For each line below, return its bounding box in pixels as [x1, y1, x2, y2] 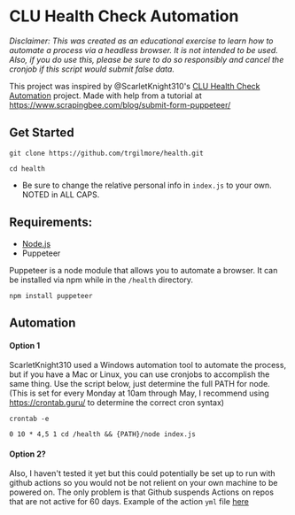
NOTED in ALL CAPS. [21, 188, 100, 200]
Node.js [21, 238, 51, 249]
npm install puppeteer [9, 291, 93, 300]
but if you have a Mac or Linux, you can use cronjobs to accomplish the [9, 369, 270, 380]
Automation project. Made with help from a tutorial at [9, 90, 202, 101]
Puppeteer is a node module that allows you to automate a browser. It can [9, 265, 278, 275]
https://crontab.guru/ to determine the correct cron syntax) [9, 397, 224, 408]
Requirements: [9, 215, 93, 230]
